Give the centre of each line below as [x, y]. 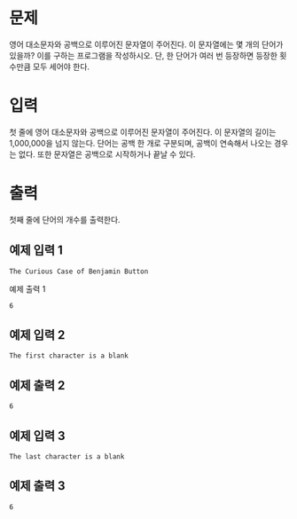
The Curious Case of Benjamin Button [79, 271]
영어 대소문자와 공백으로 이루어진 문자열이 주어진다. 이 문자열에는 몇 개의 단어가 [146, 44]
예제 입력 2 [37, 335]
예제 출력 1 [27, 288]
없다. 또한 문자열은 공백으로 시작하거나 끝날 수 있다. [107, 154]
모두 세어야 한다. [61, 67]
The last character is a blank [67, 457]
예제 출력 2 [37, 385]
